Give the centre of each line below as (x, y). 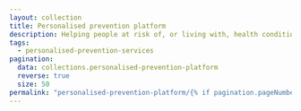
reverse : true (43, 76)
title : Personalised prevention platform (88, 26)
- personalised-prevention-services (86, 51)
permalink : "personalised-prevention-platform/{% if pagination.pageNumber (154, 92)
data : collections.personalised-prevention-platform (118, 68)
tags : (19, 43)
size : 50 (34, 84)
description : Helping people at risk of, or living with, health (133, 34)
